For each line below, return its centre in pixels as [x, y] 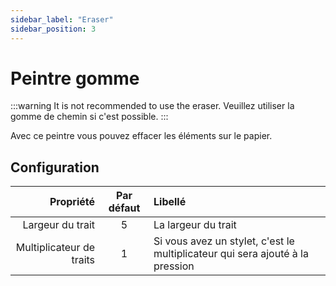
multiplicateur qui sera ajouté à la [231, 254]
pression [174, 266]
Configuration [55, 167]
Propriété [72, 202]
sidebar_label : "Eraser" [62, 19]
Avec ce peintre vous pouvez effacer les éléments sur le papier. [141, 136]
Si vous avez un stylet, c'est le [224, 241]
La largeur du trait [195, 225]
